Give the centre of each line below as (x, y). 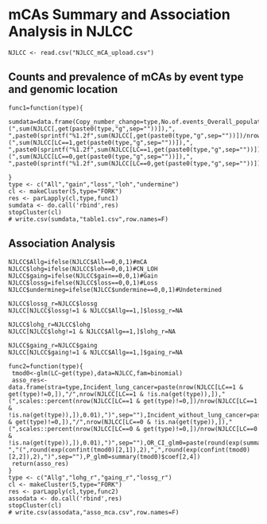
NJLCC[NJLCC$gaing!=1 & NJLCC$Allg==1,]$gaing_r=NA (95, 352)
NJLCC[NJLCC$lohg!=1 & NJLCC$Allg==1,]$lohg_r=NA (92, 332)
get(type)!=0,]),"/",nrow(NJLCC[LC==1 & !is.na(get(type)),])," (117, 394)
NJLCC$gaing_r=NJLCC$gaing (53, 345)
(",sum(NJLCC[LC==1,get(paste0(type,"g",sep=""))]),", (101, 142)
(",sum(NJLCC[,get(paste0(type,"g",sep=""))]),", (92, 129)
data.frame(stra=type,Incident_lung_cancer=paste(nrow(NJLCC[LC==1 (122, 387)
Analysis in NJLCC (71, 31)
